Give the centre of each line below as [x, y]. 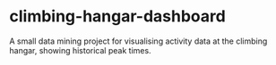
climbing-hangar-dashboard [117, 16]
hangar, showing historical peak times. [80, 50]
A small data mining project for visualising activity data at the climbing [138, 41]
